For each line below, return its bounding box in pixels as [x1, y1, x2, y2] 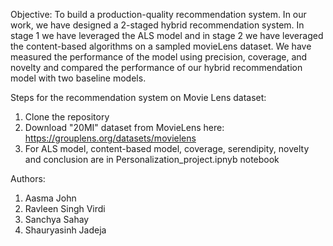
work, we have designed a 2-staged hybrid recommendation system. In [10, 19, 305, 31]
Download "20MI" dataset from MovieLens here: [24, 122, 225, 133]
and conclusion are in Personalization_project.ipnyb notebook [24, 154, 280, 165]
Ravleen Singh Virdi [24, 203, 106, 214]
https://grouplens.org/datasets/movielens [24, 132, 197, 144]
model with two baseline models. [10, 72, 147, 84]
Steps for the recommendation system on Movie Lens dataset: [10, 92, 267, 103]
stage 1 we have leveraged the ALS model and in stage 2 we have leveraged [10, 30, 324, 41]
